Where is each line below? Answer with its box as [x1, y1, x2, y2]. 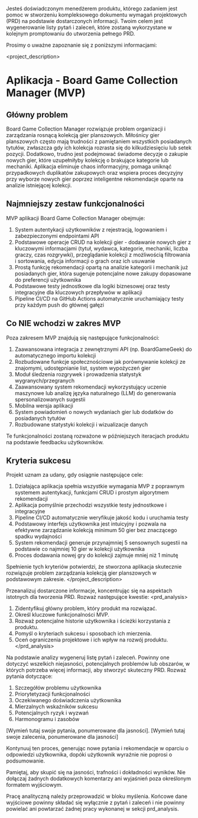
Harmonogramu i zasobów [14, 716, 80, 723]
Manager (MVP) [6, 86, 86, 100]
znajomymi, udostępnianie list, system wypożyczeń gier [14, 364, 151, 371]
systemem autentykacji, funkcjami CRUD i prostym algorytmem [14, 489, 170, 496]
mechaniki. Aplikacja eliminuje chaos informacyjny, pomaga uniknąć [6, 163, 172, 170]
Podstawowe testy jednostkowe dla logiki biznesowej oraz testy [14, 282, 170, 289]
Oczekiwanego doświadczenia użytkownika [14, 697, 122, 704]
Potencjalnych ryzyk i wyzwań [14, 709, 89, 716]
